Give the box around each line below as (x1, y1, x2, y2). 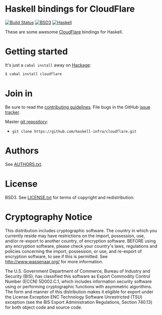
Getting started (5, 46, 68, 57)
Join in (5, 88, 33, 99)
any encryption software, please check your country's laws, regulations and (5, 243, 158, 249)
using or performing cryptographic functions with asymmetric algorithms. (5, 283, 152, 289)
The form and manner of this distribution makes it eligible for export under (5, 289, 154, 295)
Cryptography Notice (5, 211, 92, 222)
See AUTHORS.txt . (5, 161, 43, 167)
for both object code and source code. (5, 304, 83, 310)
